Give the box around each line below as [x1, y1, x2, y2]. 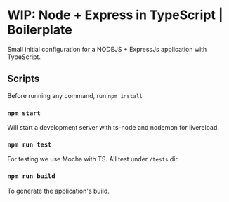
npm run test [7, 140, 52, 149]
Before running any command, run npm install [7, 91, 143, 100]
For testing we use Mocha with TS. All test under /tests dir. [7, 155, 179, 163]
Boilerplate [7, 22, 72, 38]
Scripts [7, 73, 40, 85]
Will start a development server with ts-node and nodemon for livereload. [7, 123, 220, 132]
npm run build [7, 173, 55, 180]
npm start [7, 109, 41, 117]
